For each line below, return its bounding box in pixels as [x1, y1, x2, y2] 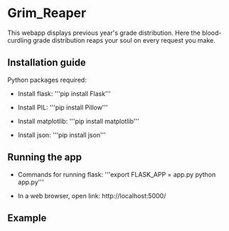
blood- [201, 28, 222, 37]
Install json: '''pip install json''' [17, 130, 107, 139]
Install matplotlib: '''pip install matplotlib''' [17, 117, 140, 125]
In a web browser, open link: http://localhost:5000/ [17, 191, 166, 200]
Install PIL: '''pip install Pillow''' [17, 103, 108, 112]
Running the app [7, 151, 82, 163]
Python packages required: [7, 75, 87, 84]
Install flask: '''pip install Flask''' [17, 89, 112, 97]
